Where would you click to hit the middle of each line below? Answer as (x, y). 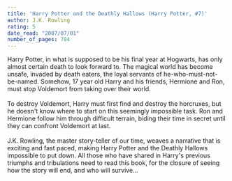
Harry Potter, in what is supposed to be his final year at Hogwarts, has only (115, 59)
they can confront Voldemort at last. (59, 126)
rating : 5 (22, 26)
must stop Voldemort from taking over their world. (79, 89)
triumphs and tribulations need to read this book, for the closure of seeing (114, 163)
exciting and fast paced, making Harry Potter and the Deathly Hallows (108, 148)
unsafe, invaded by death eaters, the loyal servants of (85, 74)
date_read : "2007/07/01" (43, 33)
